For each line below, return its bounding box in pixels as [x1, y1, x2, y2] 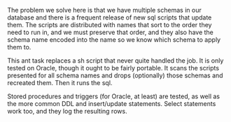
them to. [7, 43, 31, 51]
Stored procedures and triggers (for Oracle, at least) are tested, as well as [7, 92, 220, 100]
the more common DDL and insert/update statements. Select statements [7, 100, 216, 107]
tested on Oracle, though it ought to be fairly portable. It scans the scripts [7, 64, 219, 72]
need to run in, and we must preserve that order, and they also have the [7, 28, 213, 36]
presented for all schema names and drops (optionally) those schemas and [7, 71, 223, 79]
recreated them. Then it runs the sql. [7, 79, 113, 86]
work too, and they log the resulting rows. [7, 107, 127, 115]
